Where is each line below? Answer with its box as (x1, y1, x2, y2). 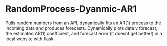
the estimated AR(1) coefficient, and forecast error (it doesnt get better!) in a (5, 30, 162, 36)
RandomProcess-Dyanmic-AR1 (5, 3, 137, 15)
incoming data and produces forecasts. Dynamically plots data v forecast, (5, 25, 158, 31)
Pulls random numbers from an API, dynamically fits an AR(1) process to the (5, 20, 161, 26)
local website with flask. (5, 36, 55, 42)
